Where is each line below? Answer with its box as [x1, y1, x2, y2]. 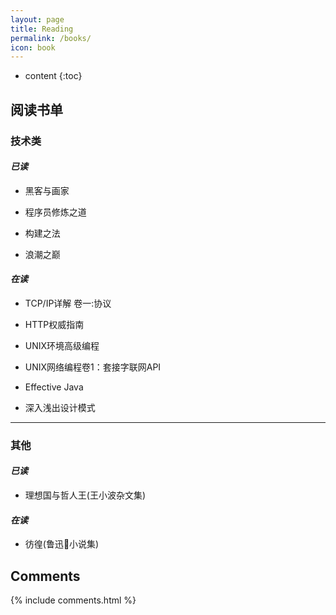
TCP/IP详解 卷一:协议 [24, 297, 112, 309]
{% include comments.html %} [10, 594, 137, 606]
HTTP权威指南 [24, 318, 85, 330]
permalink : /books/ [10, 33, 92, 43]
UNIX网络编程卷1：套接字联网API [24, 361, 162, 373]
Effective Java [24, 381, 84, 393]
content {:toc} [24, 70, 83, 82]
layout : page [10, 14, 65, 25]
